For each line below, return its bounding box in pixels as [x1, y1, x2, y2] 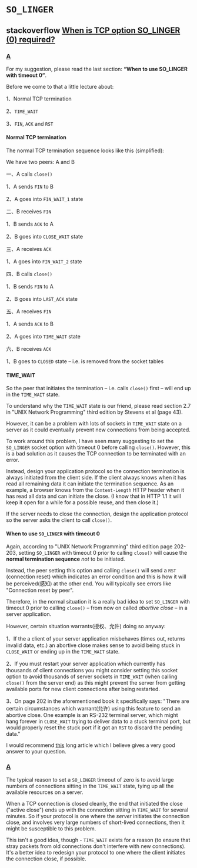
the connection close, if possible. [6, 855, 86, 862]
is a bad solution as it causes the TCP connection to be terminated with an [6, 450, 186, 457]
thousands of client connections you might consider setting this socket [6, 667, 178, 674]
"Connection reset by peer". [6, 587, 74, 594]
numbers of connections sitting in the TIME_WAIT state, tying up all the [6, 782, 174, 789]
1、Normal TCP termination [6, 95, 72, 102]
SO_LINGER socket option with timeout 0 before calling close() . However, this [6, 444, 191, 451]
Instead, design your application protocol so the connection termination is [6, 468, 185, 475]
